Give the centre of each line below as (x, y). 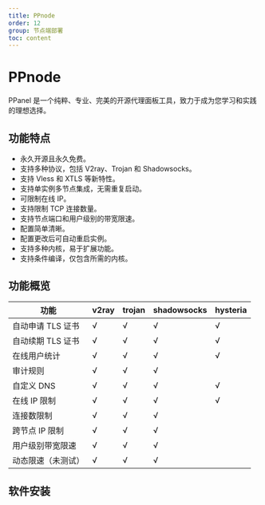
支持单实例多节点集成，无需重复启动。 (83, 189)
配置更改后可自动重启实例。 (65, 239)
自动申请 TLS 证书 (46, 325)
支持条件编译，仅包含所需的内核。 (76, 258)
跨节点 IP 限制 (38, 430)
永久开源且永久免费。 (55, 159)
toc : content (30, 38)
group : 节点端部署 (36, 30)
